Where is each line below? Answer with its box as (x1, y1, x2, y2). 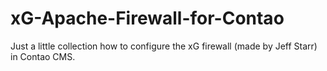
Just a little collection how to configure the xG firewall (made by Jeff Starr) (10, 40, 318, 52)
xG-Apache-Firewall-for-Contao (10, 7, 285, 30)
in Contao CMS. (10, 50, 76, 62)
